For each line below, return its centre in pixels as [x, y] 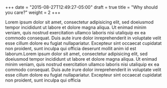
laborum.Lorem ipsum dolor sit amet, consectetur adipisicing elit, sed [76, 54]
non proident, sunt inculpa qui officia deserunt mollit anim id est [71, 48]
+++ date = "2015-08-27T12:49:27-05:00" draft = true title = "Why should [81, 7]
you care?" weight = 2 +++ [33, 12]
